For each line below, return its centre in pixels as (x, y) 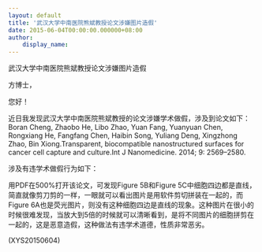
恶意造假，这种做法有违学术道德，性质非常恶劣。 (129, 224)
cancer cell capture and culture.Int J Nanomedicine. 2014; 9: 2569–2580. (127, 152)
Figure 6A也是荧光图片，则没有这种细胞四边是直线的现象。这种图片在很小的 (131, 205)
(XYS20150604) (34, 240)
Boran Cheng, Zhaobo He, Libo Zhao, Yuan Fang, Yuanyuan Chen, (116, 128)
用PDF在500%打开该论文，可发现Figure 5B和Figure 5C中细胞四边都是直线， (132, 185)
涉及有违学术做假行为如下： (53, 169)
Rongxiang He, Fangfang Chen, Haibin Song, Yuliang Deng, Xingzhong (123, 135)
